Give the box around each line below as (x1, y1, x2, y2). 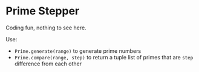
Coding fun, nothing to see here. (5, 24, 86, 31)
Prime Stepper (5, 4, 80, 18)
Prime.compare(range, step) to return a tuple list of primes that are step (14, 53, 194, 61)
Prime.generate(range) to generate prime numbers (14, 47, 142, 55)
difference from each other (14, 60, 82, 67)
